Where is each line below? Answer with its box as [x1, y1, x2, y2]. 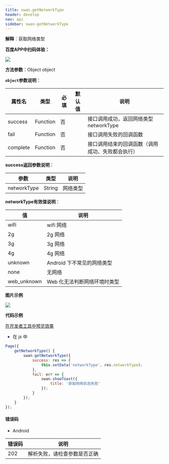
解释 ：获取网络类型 [5, 36, 45, 42]
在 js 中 [12, 334, 28, 340]
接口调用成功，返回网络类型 [88, 115, 153, 122]
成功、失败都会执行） [88, 148, 138, 155]
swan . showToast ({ [41, 376, 78, 381]
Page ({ [5, 344, 19, 349]
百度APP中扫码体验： [5, 46, 50, 53]
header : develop [5, 12, 39, 17]
